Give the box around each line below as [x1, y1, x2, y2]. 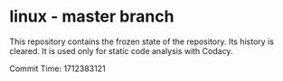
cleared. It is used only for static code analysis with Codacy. [9, 45, 233, 56]
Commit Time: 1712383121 [9, 63, 106, 74]
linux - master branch [9, 6, 175, 27]
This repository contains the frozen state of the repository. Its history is [9, 36, 274, 47]
